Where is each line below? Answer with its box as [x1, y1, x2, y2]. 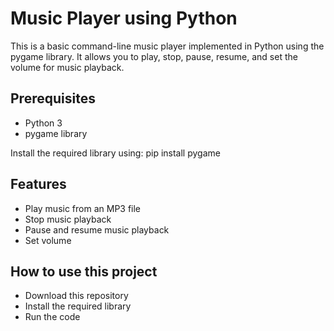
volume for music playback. [10, 61, 125, 73]
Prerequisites [10, 90, 96, 107]
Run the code [24, 311, 81, 323]
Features [10, 176, 67, 193]
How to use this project [10, 263, 158, 280]
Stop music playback [24, 213, 112, 225]
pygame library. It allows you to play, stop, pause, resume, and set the [10, 50, 298, 62]
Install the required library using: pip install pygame [10, 147, 221, 159]
